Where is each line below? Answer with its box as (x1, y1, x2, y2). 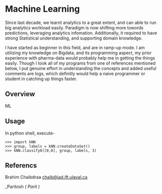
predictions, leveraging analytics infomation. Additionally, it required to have (5, 30, 157, 36)
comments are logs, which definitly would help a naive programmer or (5, 70, 145, 76)
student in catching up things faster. (5, 76, 77, 82)
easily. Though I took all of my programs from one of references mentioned (5, 60, 156, 66)
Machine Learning (5, 3, 80, 15)
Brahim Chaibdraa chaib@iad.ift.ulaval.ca (5, 174, 88, 180)
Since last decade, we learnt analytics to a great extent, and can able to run (5, 20, 157, 25)
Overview (5, 90, 36, 98)
